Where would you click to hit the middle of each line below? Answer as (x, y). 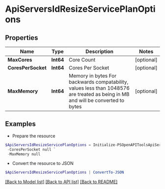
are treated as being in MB (99, 94)
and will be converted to (96, 100)
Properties (22, 38)
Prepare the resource (34, 136)
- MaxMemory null (24, 154)
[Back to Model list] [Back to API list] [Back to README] (61, 182)
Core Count (82, 60)
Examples (20, 124)
